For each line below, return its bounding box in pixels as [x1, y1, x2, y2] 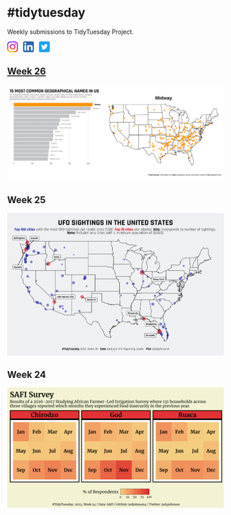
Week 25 [7, 194, 46, 206]
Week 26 [7, 65, 46, 77]
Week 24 [7, 368, 47, 380]
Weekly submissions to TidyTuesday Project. [7, 28, 134, 36]
